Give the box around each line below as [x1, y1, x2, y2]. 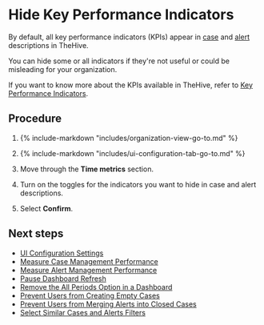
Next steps [8, 227, 64, 241]
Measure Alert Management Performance [19, 265, 158, 275]
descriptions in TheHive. [8, 40, 90, 50]
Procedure [8, 112, 62, 126]
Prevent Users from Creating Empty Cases [19, 291, 160, 300]
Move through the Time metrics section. [19, 164, 154, 174]
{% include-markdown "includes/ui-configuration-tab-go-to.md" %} [19, 148, 246, 158]
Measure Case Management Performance [19, 256, 158, 266]
